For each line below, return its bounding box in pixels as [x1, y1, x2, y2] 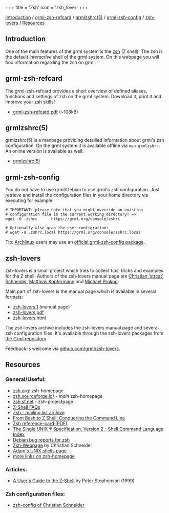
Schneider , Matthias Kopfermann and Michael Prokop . [5, 279, 119, 285]
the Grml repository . [5, 336, 48, 342]
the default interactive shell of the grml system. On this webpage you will [5, 53, 160, 60]
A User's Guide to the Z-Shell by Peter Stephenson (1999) [12, 478, 135, 484]
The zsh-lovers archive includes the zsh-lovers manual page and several [5, 325, 159, 331]
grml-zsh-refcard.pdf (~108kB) [12, 108, 78, 115]
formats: [5, 294, 23, 300]
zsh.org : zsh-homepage [12, 388, 64, 394]
